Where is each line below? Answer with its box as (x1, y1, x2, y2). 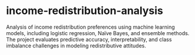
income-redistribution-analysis (6, 4, 163, 18)
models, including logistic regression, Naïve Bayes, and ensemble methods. (6, 29, 190, 36)
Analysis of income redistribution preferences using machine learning (6, 23, 175, 30)
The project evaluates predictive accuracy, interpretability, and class (6, 36, 172, 43)
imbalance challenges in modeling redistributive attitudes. (6, 42, 146, 49)
